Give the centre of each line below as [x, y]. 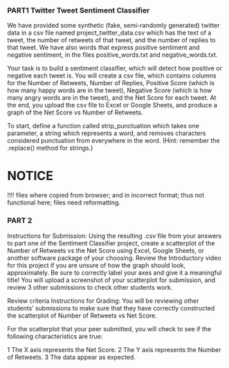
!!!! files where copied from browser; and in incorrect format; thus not [106, 195]
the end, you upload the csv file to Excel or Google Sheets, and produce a [112, 105]
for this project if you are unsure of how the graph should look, [97, 265]
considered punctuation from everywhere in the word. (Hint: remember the [113, 141]
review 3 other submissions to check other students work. [90, 287]
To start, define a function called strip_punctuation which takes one [103, 126]
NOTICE [30, 176]
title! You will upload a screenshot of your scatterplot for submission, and [111, 280]
